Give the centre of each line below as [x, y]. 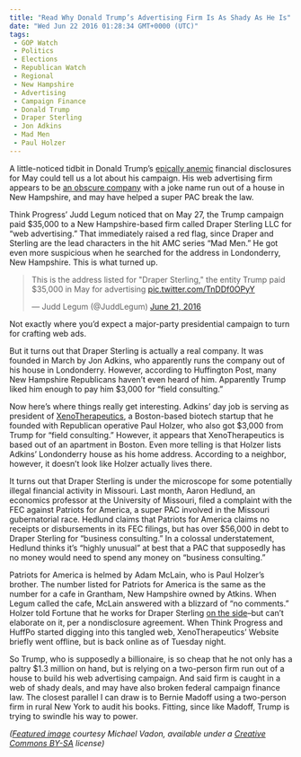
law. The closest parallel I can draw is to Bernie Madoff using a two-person [148, 697]
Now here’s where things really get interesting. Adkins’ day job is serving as [149, 406]
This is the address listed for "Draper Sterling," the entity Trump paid [158, 279]
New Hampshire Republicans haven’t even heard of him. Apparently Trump [147, 379]
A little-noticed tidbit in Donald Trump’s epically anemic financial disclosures [150, 168]
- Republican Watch [50, 68]
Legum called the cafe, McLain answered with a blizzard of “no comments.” [149, 603]
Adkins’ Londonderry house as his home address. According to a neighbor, [148, 453]
